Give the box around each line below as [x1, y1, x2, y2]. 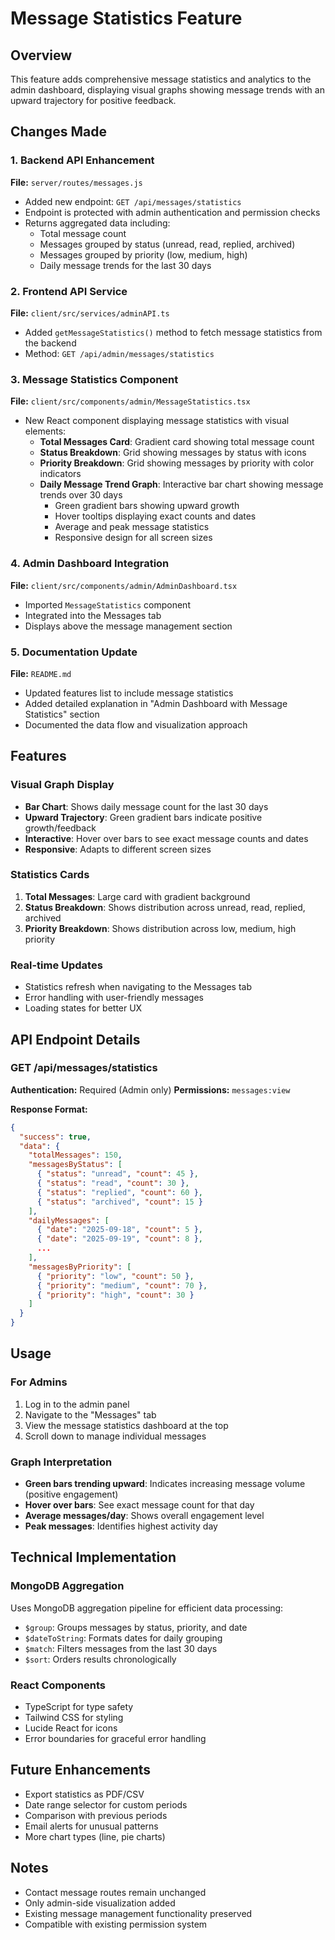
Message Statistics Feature [10, 7, 243, 30]
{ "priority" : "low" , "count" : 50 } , [36, 1271, 195, 1281]
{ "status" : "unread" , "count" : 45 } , [36, 1169, 199, 1179]
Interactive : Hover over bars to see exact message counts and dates [24, 832, 309, 844]
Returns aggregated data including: [24, 217, 171, 229]
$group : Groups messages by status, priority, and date [24, 1621, 248, 1633]
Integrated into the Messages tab [24, 609, 162, 621]
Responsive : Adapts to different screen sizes [24, 843, 212, 855]
